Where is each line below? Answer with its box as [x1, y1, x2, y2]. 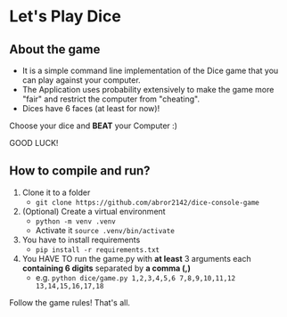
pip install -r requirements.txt [35, 245, 160, 255]
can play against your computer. [21, 75, 141, 85]
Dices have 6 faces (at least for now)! [21, 103, 160, 113]
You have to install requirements [21, 234, 141, 245]
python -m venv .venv [35, 216, 116, 226]
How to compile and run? [9, 163, 151, 179]
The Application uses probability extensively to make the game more [21, 85, 275, 94]
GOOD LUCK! [9, 138, 59, 148]
